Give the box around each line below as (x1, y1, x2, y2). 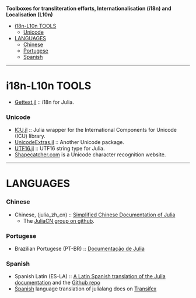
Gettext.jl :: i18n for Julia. (14, 99, 74, 106)
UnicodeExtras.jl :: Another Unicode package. (14, 139, 124, 146)
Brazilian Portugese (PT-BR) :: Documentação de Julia (14, 245, 145, 253)
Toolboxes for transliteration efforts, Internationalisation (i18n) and (6, 5, 171, 12)
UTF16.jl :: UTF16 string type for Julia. (14, 145, 105, 152)
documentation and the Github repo (14, 279, 101, 286)
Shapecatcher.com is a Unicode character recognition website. (14, 151, 166, 158)
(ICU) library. (14, 132, 45, 139)
